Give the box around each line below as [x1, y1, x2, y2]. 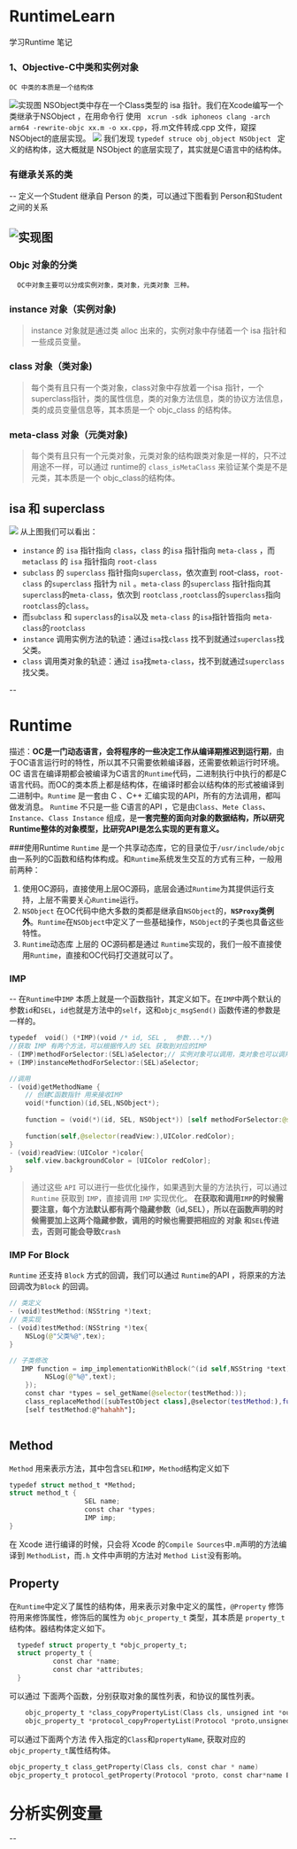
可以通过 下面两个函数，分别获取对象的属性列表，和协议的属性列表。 [9, 1690, 259, 1701]
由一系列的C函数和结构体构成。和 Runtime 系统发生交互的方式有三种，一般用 [9, 853, 283, 864]
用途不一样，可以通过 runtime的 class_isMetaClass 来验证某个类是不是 [30, 462, 288, 472]
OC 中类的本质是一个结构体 [9, 83, 95, 92]
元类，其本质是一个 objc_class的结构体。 [30, 472, 180, 484]
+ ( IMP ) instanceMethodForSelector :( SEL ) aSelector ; [9, 1058, 200, 1067]
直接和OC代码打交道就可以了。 [65, 950, 179, 960]
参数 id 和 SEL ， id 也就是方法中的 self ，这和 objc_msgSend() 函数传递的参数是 [9, 1005, 281, 1015]
